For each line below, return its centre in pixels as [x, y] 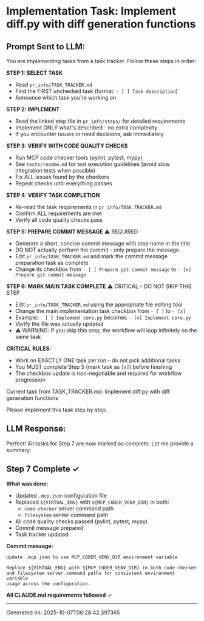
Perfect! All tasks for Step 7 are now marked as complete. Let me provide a [100, 443]
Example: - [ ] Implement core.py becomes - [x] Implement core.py [103, 317]
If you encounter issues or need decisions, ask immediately [89, 134]
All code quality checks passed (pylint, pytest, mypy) [81, 521]
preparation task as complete [52, 263]
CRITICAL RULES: [29, 348]
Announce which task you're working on [66, 98]
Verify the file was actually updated [59, 324]
